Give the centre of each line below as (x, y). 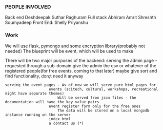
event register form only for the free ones (94, 106)
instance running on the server (38, 115)
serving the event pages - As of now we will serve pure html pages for (81, 85)
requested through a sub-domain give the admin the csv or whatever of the (81, 65)
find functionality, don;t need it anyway (44, 76)
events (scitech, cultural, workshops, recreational (103, 89)
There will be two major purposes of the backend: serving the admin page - (81, 60)
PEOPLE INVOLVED (28, 7)
